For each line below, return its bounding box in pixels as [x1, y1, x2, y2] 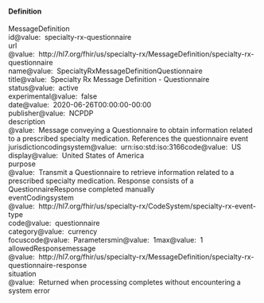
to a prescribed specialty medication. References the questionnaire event [8, 134, 249, 143]
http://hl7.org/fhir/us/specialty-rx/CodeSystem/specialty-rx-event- [38, 201, 257, 211]
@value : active [28, 84, 79, 93]
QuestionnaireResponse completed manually [8, 185, 155, 194]
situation [8, 269, 37, 278]
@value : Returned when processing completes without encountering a [8, 278, 241, 287]
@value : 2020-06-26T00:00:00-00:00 [22, 100, 152, 110]
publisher [8, 108, 40, 118]
